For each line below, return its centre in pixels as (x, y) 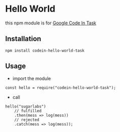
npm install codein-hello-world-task (45, 51)
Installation (23, 39)
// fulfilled (28, 111)
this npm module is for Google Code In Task (51, 23)
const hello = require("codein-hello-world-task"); (61, 88)
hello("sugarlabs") (26, 106)
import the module (32, 78)
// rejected (27, 120)
